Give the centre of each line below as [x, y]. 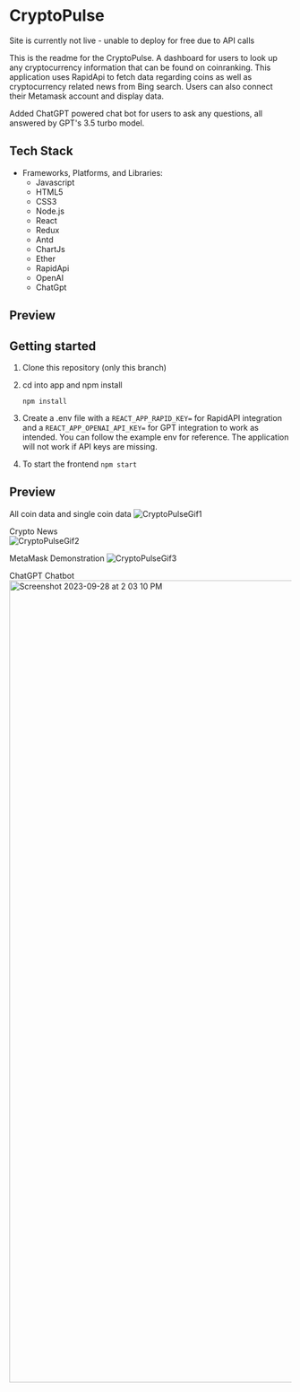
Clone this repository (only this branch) [94, 367]
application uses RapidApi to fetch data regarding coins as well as [131, 76]
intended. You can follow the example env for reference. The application [155, 437]
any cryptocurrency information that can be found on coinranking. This [140, 67]
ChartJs [50, 249]
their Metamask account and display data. [86, 96]
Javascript [55, 182]
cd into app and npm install [72, 385]
